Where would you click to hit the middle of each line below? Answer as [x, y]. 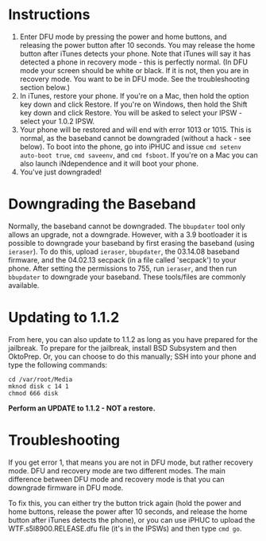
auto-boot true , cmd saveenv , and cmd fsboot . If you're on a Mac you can [139, 155]
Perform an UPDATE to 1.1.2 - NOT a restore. [82, 408]
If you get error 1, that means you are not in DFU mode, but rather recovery [131, 462]
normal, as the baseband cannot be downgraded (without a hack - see [135, 138]
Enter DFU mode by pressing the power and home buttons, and [123, 37]
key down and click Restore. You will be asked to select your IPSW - [131, 112]
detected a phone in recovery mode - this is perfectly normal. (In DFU [134, 62]
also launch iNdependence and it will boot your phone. [109, 163]
